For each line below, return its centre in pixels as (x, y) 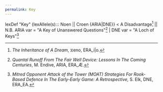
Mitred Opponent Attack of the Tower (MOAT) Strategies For (72, 74)
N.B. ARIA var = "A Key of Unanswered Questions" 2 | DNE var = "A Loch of (80, 30)
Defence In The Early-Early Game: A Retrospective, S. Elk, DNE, (90, 79)
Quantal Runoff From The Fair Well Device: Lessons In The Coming (79, 60)
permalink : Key (20, 9)
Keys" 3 (12, 35)
